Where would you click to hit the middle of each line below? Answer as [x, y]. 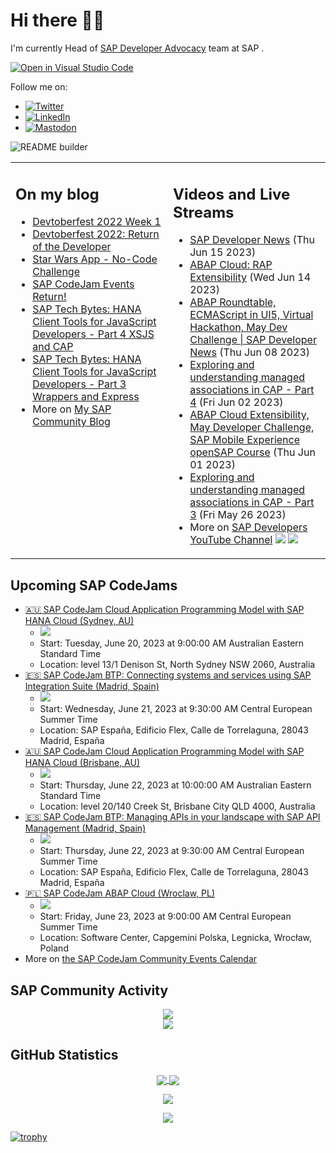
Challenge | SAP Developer [253, 340]
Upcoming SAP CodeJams [94, 585]
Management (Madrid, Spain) [85, 828]
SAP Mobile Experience [245, 440]
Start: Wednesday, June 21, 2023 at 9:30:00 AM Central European [176, 709]
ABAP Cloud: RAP [231, 265]
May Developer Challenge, [252, 427]
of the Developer [72, 247]
